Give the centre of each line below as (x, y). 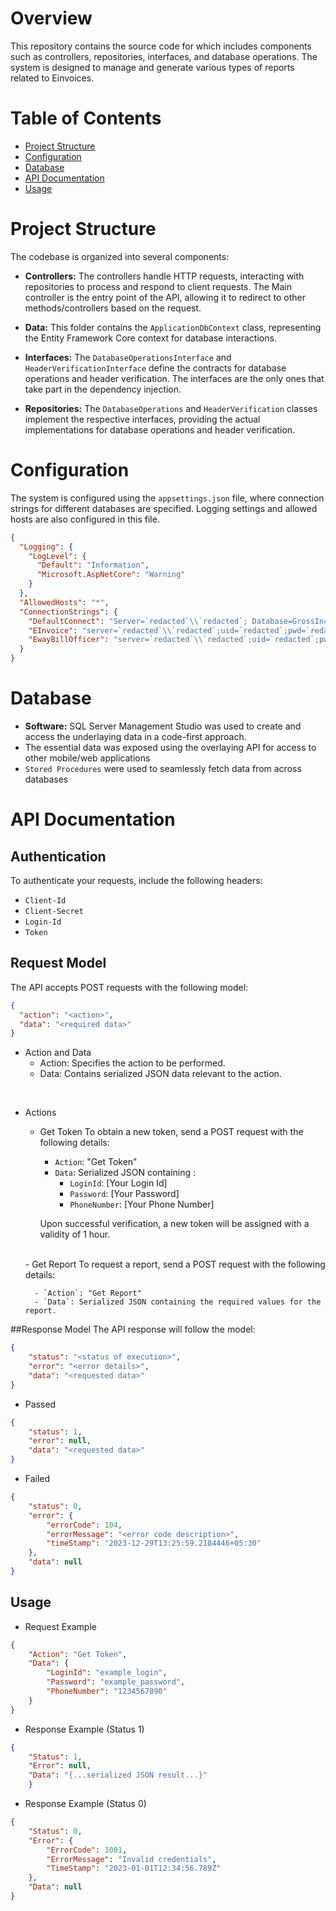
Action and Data (58, 1053)
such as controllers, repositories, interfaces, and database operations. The (164, 56)
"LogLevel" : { (57, 556)
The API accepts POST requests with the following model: (129, 987)
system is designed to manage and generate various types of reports (152, 67)
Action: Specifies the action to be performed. (132, 1063)
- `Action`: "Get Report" (88, 1293)
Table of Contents (86, 118)
